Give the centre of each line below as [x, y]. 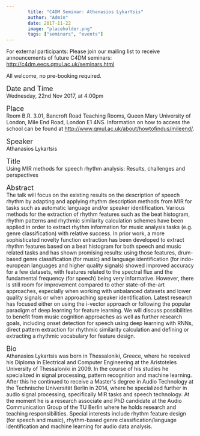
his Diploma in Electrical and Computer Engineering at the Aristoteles [92, 362]
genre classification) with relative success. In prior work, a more [86, 233]
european [18, 265]
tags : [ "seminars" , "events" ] [65, 34]
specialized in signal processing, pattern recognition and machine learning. [99, 375]
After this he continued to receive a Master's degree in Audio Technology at [100, 382]
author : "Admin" [48, 17]
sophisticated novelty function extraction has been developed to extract [95, 240]
